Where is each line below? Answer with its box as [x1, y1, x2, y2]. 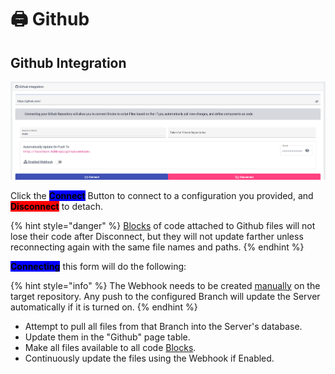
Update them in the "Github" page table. [24, 331, 191, 343]
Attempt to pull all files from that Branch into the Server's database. [24, 320, 303, 332]
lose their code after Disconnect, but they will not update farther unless [10, 230, 304, 242]
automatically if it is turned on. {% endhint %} [10, 301, 198, 313]
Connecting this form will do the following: [10, 260, 187, 272]
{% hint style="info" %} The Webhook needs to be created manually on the [10, 279, 321, 291]
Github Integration [10, 54, 127, 71]
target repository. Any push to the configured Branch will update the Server [10, 290, 321, 302]
